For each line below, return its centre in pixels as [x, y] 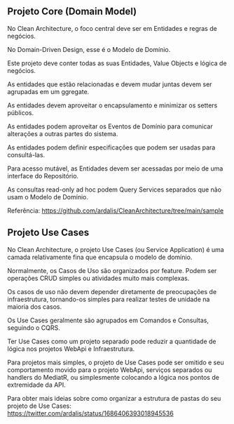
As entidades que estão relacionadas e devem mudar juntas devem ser [110, 84]
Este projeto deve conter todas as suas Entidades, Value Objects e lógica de [117, 63]
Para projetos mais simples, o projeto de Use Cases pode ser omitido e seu [116, 362]
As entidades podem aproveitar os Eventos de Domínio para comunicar [110, 126]
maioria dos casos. [35, 306]
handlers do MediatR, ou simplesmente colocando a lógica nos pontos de [113, 377]
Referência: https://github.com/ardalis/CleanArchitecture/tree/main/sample [116, 211]
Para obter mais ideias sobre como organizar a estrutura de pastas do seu [114, 398]
